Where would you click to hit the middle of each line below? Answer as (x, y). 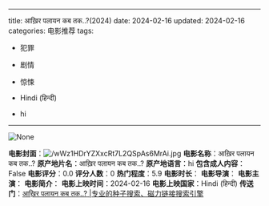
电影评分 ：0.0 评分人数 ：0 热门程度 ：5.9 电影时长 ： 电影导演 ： (132, 174)
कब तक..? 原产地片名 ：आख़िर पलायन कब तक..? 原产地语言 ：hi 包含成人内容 (123, 164)
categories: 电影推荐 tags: (51, 30)
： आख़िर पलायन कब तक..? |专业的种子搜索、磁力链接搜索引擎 (110, 194)
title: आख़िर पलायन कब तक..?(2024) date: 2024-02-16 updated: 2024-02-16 (127, 20)
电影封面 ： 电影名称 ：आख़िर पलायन (131, 153)
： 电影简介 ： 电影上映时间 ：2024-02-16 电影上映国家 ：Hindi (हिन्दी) (126, 184)
